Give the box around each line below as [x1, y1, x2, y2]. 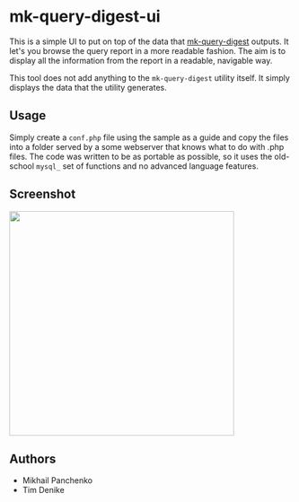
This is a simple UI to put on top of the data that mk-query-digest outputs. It [9, 36, 289, 47]
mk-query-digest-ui [9, 6, 161, 27]
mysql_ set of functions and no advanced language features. [35, 160, 259, 172]
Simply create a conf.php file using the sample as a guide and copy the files [9, 132, 289, 143]
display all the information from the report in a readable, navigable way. [9, 55, 273, 66]
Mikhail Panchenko [22, 475, 92, 486]
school [9, 160, 34, 172]
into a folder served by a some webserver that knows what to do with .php [9, 141, 285, 152]
